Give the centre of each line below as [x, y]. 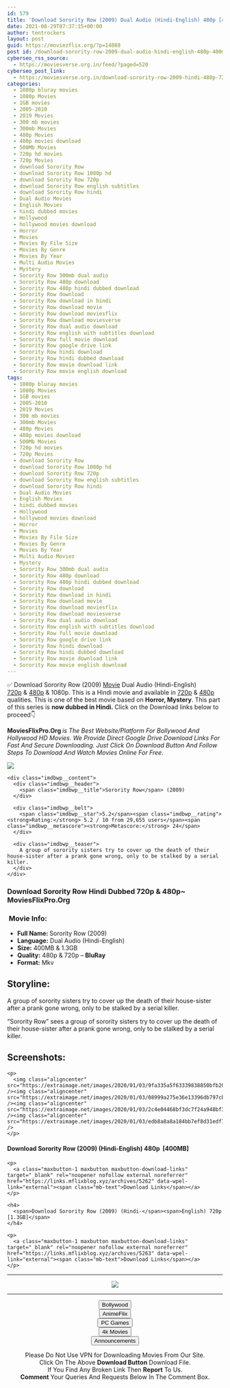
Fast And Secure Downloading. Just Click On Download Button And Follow [112, 745]
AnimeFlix [115, 1313]
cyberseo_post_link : [37, 71]
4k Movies [115, 1331]
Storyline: [28, 984]
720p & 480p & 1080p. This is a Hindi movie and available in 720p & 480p [111, 692]
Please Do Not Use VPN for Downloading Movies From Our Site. [115, 1355]
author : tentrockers [37, 33]
